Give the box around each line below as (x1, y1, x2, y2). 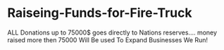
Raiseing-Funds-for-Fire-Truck (7, 5, 192, 21)
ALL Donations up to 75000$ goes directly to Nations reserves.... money (7, 28, 217, 37)
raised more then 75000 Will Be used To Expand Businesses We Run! (7, 35, 209, 44)
